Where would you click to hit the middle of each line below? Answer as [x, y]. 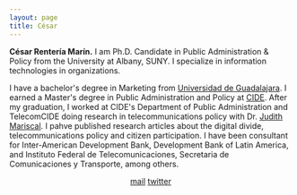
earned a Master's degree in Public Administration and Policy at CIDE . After [148, 97]
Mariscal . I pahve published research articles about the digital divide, [137, 125]
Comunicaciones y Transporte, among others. [94, 164]
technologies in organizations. [65, 70]
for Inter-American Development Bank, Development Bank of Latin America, [149, 145]
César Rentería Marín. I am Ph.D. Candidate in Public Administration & [139, 51]
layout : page [34, 17]
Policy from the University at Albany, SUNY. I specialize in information [138, 61]
